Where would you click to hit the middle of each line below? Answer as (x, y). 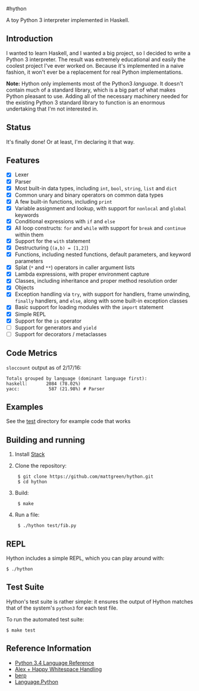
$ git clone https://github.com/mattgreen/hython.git (86, 477)
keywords (27, 215)
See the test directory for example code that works (68, 421)
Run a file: (27, 515)
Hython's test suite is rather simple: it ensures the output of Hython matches (99, 601)
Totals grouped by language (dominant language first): (77, 378)
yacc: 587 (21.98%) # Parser (56, 389)
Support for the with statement (53, 241)
